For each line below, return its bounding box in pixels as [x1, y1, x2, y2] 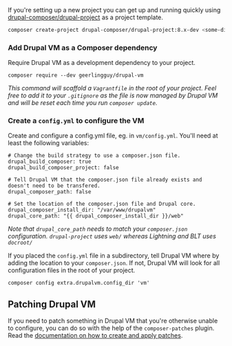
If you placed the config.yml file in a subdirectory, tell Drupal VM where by [8, 251, 220, 260]
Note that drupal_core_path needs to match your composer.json [8, 224, 188, 233]
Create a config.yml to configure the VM [8, 116, 145, 126]
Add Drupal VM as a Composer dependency [8, 43, 158, 52]
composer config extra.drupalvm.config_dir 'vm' [8, 280, 150, 287]
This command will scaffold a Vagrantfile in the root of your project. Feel [8, 84, 217, 93]
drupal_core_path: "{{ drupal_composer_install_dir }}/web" [8, 213, 184, 220]
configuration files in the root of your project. [8, 266, 136, 275]
